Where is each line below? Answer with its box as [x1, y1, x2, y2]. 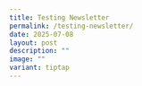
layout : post [9, 38, 58, 47]
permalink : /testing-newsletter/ [9, 21, 134, 30]
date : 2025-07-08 [9, 30, 74, 39]
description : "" [9, 47, 70, 56]
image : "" [9, 55, 46, 64]
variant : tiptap [9, 64, 70, 73]
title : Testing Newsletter [9, 13, 110, 22]
